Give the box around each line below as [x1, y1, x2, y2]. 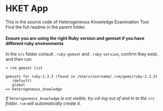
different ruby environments [5, 40, 64, 46]
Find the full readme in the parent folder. [5, 24, 86, 30]
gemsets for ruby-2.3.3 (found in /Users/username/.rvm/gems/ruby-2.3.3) [5, 74, 158, 79]
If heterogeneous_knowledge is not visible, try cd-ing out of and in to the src [5, 95, 155, 101]
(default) [12, 79, 32, 83]
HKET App [5, 3, 48, 14]
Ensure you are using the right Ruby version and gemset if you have [5, 35, 145, 41]
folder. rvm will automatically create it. [5, 100, 81, 107]
